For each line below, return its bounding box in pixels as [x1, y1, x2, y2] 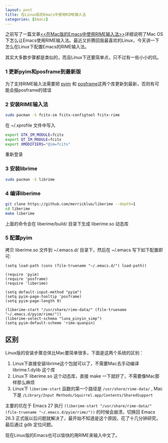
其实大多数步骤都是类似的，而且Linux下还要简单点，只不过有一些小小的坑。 [5, 54, 161, 60]
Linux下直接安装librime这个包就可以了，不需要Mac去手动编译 [12, 360, 139, 366]
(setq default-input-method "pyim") [5, 289, 82, 294]
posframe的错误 [18, 87, 52, 93]
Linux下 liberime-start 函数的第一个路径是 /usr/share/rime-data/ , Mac [12, 386, 163, 392]
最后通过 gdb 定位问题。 [5, 421, 56, 427]
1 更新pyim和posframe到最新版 [5, 68, 81, 76]
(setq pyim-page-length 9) [5, 298, 62, 304]
